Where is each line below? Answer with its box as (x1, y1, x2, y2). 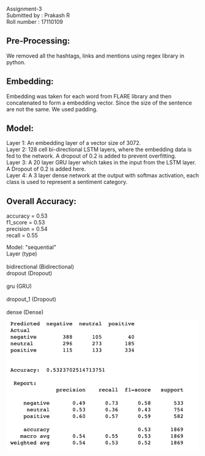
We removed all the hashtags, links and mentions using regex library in (6, 52, 185, 59)
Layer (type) (6, 250, 38, 257)
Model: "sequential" (6, 244, 57, 251)
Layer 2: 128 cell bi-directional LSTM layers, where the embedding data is (6, 146, 192, 153)
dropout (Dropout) (6, 270, 53, 277)
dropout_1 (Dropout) (6, 296, 56, 303)
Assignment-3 (6, 6, 42, 12)
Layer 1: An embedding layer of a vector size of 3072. (6, 139, 141, 147)
